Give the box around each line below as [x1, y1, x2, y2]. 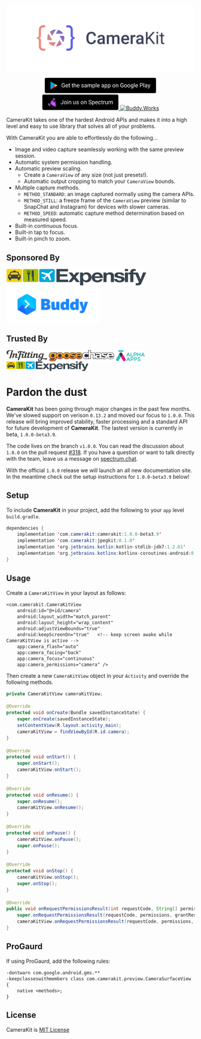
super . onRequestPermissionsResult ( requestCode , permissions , [17, 912, 172, 918]
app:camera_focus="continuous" [17, 656, 95, 662]
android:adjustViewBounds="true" [17, 626, 100, 632]
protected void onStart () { [6, 754, 77, 760]
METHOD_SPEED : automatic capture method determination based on [23, 209, 184, 217]
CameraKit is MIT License [6, 1026, 70, 1033]
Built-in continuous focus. [14, 223, 79, 230]
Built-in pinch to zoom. [14, 235, 71, 242]
